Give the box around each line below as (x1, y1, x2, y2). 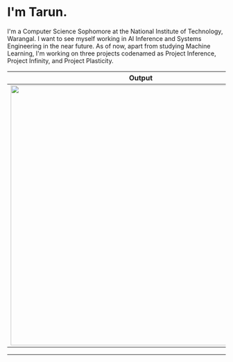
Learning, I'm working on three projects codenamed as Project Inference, (7, 49, 216, 58)
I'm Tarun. (7, 4, 68, 20)
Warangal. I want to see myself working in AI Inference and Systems (7, 34, 202, 42)
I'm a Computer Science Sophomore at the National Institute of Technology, (7, 27, 223, 35)
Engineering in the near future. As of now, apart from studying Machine (7, 42, 211, 50)
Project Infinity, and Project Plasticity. (7, 56, 114, 64)
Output (128, 73, 153, 83)
